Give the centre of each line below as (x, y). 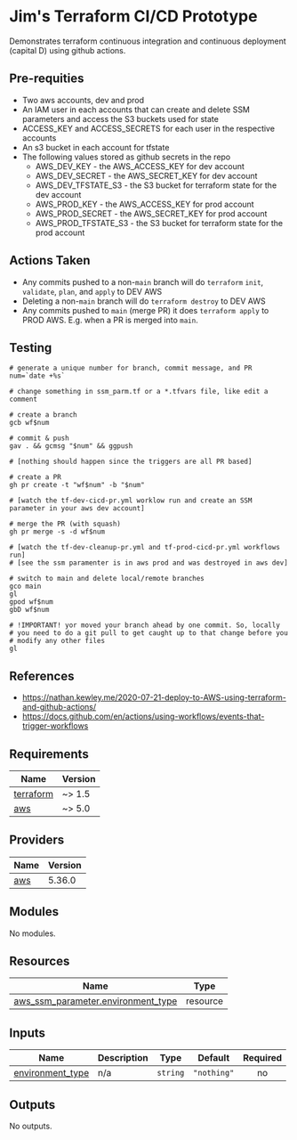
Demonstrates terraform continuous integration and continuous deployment (148, 41)
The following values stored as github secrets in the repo (126, 157)
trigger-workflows (55, 726)
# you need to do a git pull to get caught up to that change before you (149, 633)
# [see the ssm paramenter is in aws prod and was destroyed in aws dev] (149, 563)
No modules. (32, 933)
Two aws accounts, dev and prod (83, 100)
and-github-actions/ (59, 707)
